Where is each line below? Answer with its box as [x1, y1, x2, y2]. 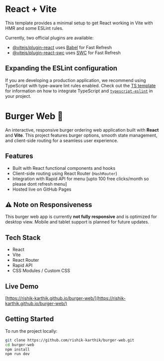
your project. [5, 93, 31, 99]
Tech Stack [5, 233, 41, 242]
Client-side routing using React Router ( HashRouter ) [12, 170, 118, 176]
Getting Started [5, 315, 54, 323]
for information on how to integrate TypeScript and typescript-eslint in [5, 88, 153, 94]
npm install [5, 347, 30, 352]
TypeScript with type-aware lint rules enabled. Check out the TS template [5, 82, 156, 88]
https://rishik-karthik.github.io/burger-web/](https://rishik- [6, 295, 126, 301]
